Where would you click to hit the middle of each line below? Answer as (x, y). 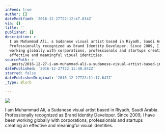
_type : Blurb (18, 82)
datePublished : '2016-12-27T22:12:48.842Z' (50, 69)
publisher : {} (20, 32)
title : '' (15, 28)
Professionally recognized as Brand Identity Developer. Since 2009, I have (80, 115)
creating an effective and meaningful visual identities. (59, 125)
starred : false (21, 73)
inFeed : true (18, 10)
